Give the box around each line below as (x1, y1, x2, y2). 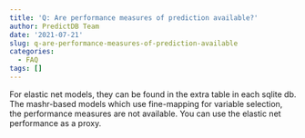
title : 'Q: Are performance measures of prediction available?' (9, 13, 259, 23)
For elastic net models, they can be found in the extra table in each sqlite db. (9, 88, 297, 100)
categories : (9, 47, 55, 56)
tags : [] (9, 64, 43, 74)
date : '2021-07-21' (9, 30, 84, 39)
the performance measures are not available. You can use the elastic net (9, 108, 281, 119)
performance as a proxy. (9, 117, 102, 128)
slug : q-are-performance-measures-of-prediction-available (9, 38, 239, 48)
